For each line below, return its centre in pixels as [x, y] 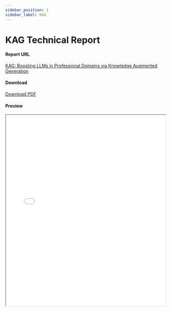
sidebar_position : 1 [27, 10]
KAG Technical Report [53, 40]
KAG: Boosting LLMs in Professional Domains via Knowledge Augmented [81, 66]
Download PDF [21, 94]
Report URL [18, 55]
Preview [14, 106]
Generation [17, 71]
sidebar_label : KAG [26, 15]
